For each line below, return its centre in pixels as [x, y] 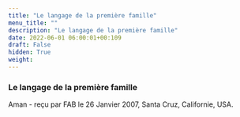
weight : [21, 60]
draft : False [30, 45]
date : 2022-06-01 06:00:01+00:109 [65, 38]
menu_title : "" [33, 23]
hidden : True [30, 52]
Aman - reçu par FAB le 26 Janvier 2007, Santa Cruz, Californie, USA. [121, 104]
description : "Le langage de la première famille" [93, 30]
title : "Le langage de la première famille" [82, 15]
